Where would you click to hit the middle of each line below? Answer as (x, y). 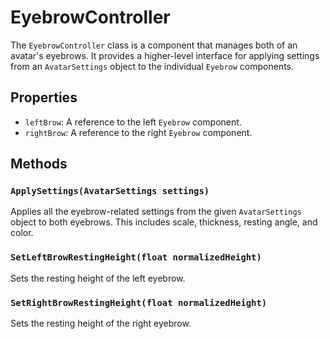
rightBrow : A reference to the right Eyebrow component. (138, 132)
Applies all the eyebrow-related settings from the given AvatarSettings (156, 212)
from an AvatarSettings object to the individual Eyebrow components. (152, 66)
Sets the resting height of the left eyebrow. (98, 278)
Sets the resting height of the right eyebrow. (101, 323)
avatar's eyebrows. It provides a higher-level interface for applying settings (165, 55)
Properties (44, 97)
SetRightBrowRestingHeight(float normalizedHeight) (139, 302)
